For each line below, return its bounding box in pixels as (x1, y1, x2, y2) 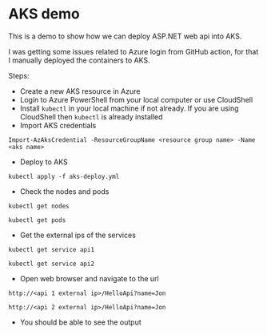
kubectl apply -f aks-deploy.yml (8, 172, 120, 180)
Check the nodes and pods (19, 186, 110, 196)
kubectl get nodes (8, 202, 70, 210)
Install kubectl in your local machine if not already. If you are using (19, 103, 239, 113)
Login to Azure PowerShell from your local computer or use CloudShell (19, 95, 253, 104)
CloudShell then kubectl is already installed (19, 111, 163, 121)
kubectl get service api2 (8, 260, 94, 268)
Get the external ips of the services (19, 230, 136, 240)
